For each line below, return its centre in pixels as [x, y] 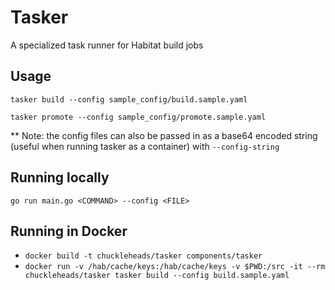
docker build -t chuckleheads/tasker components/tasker [143, 256]
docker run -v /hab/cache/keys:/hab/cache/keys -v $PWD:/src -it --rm [175, 267]
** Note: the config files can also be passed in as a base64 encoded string [164, 135]
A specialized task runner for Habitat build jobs [107, 45]
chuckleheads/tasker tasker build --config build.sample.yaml [157, 276]
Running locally [60, 177]
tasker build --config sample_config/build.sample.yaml [129, 99]
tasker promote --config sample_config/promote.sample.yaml [138, 117]
